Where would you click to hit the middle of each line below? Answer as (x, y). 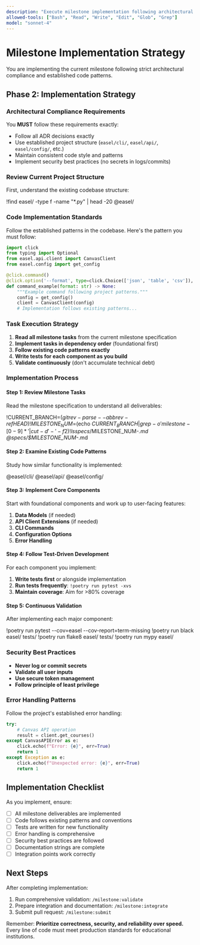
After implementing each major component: (60, 619)
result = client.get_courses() (56, 735)
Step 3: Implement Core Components (53, 490)
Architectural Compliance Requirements (66, 111)
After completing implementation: (47, 887)
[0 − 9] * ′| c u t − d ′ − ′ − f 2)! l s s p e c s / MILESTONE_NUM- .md (77, 431)
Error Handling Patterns (41, 700)
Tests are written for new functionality (61, 827)
